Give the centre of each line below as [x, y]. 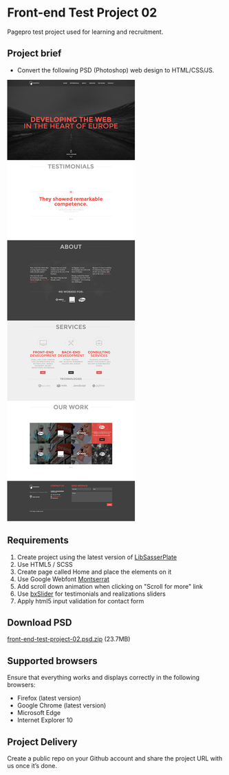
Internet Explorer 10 [45, 720]
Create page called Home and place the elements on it [94, 572]
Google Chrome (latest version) [62, 705]
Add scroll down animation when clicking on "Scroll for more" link [110, 586]
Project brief [34, 53]
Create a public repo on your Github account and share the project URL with [115, 758]
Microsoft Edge [39, 713]
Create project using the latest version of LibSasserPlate [97, 557]
